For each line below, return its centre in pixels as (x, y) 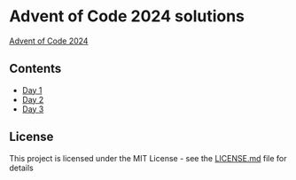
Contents (35, 69)
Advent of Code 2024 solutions (127, 16)
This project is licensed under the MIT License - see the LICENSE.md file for (148, 158)
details (21, 168)
